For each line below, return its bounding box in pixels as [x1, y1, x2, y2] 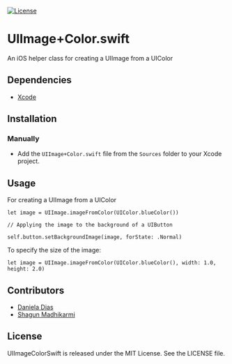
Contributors [7, 285, 65, 296]
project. [17, 157, 40, 165]
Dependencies [7, 74, 72, 86]
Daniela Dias [17, 303, 54, 312]
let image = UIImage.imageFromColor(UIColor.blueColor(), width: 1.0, [7, 259, 217, 266]
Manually [7, 134, 40, 144]
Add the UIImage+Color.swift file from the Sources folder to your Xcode [17, 150, 222, 158]
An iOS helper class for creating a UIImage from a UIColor [7, 54, 173, 62]
